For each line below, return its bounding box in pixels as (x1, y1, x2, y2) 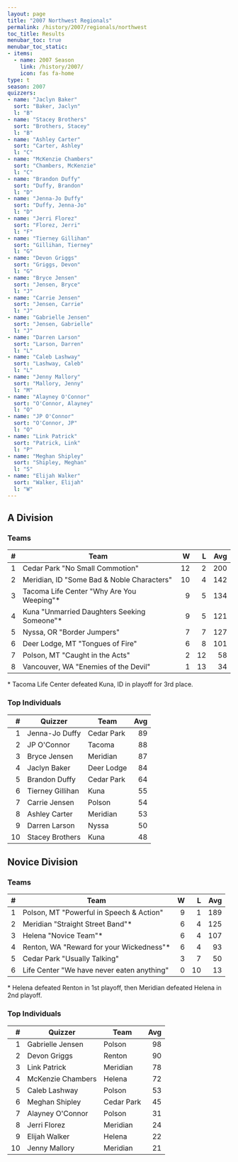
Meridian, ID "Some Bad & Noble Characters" (22, 575, 172, 585)
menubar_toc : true (7, 37, 62, 44)
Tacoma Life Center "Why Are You (22, 586, 137, 596)
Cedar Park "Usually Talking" (22, 954, 119, 964)
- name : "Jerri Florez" (7, 215, 78, 222)
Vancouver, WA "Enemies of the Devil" (22, 662, 151, 672)
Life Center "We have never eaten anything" (22, 965, 169, 975)
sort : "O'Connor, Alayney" (13, 400, 93, 407)
